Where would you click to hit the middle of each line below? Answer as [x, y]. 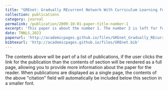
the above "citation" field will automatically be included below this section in [83, 77]
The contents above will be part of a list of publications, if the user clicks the [84, 56]
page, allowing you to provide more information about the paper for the [78, 67]
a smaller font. [20, 83]
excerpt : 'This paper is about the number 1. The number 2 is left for [81, 28]
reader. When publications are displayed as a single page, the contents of [81, 72]
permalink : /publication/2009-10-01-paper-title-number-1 [67, 24]
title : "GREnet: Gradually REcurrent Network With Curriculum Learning [81, 10]
